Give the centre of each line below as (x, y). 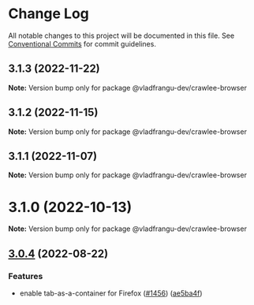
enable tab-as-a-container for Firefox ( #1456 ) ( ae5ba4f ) (111, 293)
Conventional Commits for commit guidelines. (82, 43)
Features (26, 276)
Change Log (49, 14)
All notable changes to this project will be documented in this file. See (121, 35)
